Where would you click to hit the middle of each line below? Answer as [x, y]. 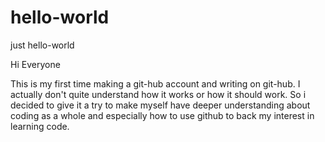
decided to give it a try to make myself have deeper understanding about [160, 105]
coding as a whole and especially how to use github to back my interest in [162, 115]
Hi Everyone [35, 64]
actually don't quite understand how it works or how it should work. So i [158, 94]
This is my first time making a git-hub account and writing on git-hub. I [155, 83]
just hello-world [42, 45]
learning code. [40, 126]
